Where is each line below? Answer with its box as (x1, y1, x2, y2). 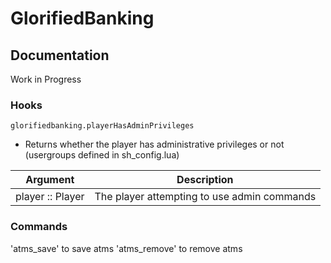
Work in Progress (10, 73, 82, 85)
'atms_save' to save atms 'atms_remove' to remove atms (10, 242, 243, 254)
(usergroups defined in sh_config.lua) (24, 149, 180, 161)
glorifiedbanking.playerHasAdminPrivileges (10, 121, 195, 131)
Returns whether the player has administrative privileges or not (24, 138, 285, 151)
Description (176, 173, 234, 187)
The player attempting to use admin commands (94, 190, 317, 204)
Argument (25, 173, 75, 187)
